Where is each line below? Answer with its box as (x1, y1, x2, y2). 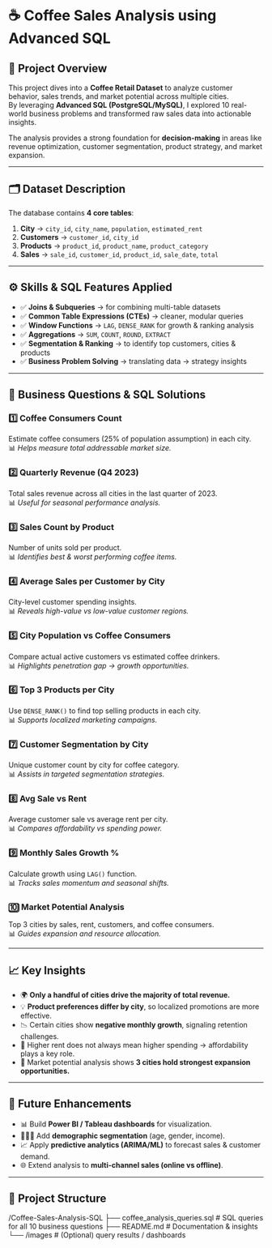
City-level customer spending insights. (8, 597, 138, 607)
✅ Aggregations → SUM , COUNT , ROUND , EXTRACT (19, 329, 172, 339)
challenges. (19, 1031, 59, 1041)
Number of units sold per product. (8, 542, 122, 552)
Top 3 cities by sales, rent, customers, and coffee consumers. (8, 919, 215, 929)
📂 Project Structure (8, 1192, 107, 1205)
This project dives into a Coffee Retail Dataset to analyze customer (8, 83, 233, 92)
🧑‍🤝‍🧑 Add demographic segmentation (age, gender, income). (19, 1130, 225, 1140)
